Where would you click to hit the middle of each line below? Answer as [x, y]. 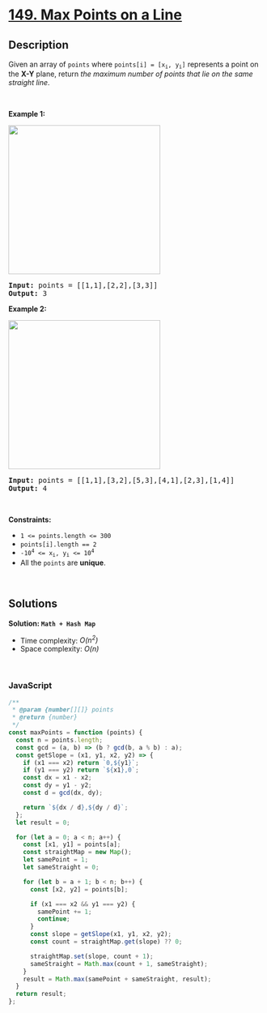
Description [38, 45]
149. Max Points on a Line [95, 15]
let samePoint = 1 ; [56, 860]
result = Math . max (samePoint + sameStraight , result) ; [117, 979]
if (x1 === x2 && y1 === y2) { [83, 904]
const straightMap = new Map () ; [77, 853]
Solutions [33, 604]
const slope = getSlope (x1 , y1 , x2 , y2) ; [101, 934]
